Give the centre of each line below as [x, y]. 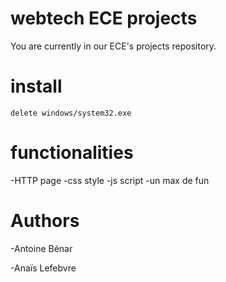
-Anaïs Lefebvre [43, 268]
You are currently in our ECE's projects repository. [113, 46]
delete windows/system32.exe [71, 113]
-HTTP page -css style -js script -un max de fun [110, 180]
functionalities [72, 153]
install [36, 86]
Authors [45, 221]
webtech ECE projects [104, 18]
